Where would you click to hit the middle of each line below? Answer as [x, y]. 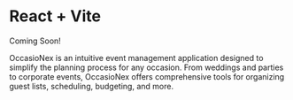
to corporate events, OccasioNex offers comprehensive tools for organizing [147, 76]
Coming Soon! [35, 41]
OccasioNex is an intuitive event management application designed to [136, 58]
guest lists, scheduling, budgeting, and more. [92, 86]
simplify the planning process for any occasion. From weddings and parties [146, 67]
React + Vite [55, 16]
